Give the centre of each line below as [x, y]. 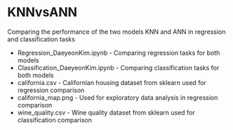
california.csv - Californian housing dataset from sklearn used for [112, 82]
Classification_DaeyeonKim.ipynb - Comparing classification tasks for [118, 67]
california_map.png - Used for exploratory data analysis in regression [118, 97]
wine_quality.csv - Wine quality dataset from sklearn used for [106, 112]
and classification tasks [41, 39]
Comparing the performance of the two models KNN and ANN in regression [116, 32]
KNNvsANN [42, 12]
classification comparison [55, 119]
